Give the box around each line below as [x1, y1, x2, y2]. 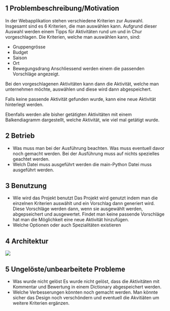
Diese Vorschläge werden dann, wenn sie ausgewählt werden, [12, 206, 143, 212]
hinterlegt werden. [5, 101, 44, 108]
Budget [12, 49, 28, 55]
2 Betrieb [5, 132, 35, 140]
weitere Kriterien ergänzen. [12, 300, 70, 306]
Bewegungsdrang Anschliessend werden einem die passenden [12, 65, 145, 71]
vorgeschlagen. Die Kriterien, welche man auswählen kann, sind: [5, 34, 141, 40]
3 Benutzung [5, 182, 47, 190]
